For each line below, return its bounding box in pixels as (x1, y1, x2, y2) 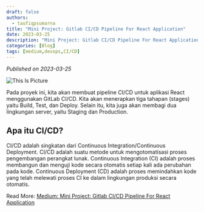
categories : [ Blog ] (6, 43, 56, 49)
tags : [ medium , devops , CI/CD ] (6, 49, 80, 55)
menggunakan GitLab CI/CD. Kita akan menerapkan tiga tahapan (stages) (6, 95, 190, 102)
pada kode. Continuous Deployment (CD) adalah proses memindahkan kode (6, 168, 197, 175)
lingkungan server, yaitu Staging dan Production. (6, 108, 129, 115)
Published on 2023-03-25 (6, 65, 72, 72)
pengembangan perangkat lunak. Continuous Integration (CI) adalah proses (6, 154, 195, 162)
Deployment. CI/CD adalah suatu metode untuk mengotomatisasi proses (6, 148, 187, 156)
